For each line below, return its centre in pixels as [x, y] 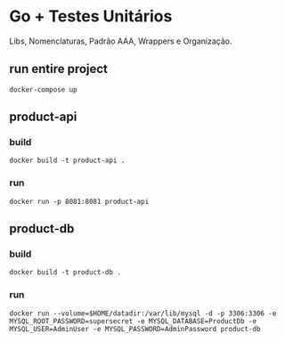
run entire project [59, 69]
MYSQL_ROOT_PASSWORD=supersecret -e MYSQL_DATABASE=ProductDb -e [133, 321]
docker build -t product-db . [65, 273]
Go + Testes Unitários [91, 16]
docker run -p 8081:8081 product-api [79, 201]
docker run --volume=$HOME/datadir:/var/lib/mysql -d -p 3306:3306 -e [143, 313]
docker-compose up [43, 90]
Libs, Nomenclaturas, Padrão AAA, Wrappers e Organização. [121, 41]
